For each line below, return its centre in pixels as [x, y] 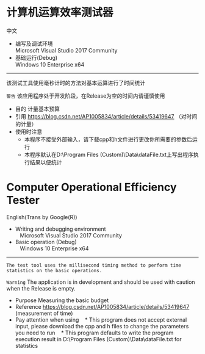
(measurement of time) [44, 313]
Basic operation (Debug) [46, 242]
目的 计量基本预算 [37, 109]
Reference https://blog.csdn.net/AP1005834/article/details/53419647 [102, 306]
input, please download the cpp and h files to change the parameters [102, 326]
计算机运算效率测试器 [60, 13]
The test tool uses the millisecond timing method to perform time [94, 265]
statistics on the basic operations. [54, 270]
